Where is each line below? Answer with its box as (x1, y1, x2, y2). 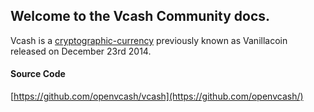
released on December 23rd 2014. (10, 45, 152, 57)
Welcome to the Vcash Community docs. (10, 8, 271, 25)
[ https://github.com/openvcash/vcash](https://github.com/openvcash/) (10, 90, 304, 103)
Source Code (10, 68, 66, 80)
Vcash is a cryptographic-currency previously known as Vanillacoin (10, 34, 288, 46)
